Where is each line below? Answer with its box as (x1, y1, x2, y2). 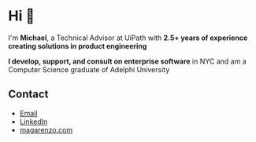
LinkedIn (19, 117, 48, 126)
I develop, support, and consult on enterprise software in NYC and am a (8, 56, 247, 66)
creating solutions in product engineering (8, 41, 147, 50)
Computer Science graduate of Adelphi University (8, 64, 170, 74)
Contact (8, 88, 49, 101)
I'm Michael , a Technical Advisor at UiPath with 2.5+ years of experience (8, 33, 248, 42)
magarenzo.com (19, 125, 73, 134)
